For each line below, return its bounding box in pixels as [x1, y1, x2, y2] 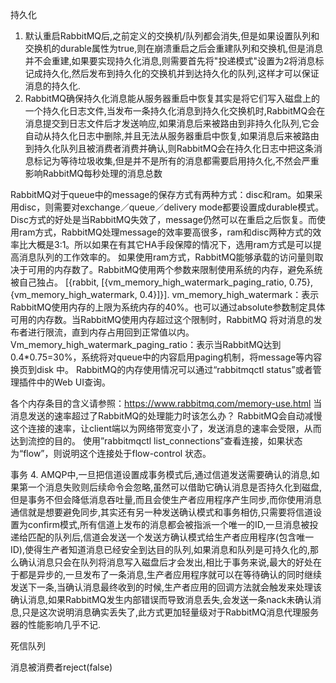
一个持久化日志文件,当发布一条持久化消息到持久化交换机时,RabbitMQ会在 [24, 105, 326, 117]
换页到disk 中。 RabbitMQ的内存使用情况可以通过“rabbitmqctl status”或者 [10, 364, 313, 375]
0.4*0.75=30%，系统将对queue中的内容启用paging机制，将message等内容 [10, 351, 323, 363]
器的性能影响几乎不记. [10, 619, 102, 630]
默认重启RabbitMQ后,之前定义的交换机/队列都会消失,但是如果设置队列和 [24, 30, 320, 42]
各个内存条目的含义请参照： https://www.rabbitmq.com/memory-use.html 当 [10, 398, 323, 409]
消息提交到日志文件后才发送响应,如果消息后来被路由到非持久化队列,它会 [24, 118, 320, 129]
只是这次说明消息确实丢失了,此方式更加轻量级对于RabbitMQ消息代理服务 [21, 606, 320, 618]
